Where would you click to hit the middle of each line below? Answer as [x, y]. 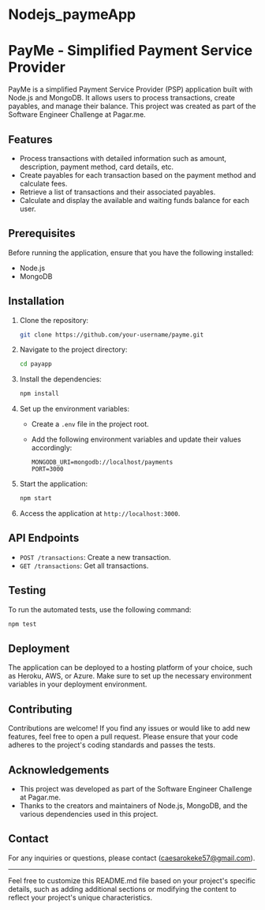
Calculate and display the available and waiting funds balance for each [134, 200]
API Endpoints [44, 538]
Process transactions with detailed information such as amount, [123, 158]
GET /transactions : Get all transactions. [84, 566]
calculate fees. [43, 183]
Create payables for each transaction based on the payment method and [138, 175]
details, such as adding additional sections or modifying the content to [122, 889]
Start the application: [54, 484]
